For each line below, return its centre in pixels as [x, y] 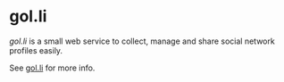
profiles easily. [36, 50]
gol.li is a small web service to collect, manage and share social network [142, 41]
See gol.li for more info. [52, 68]
